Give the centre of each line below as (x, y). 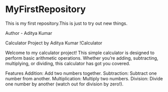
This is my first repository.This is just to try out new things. (66, 23)
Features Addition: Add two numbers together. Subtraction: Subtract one (81, 73)
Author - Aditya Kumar (29, 33)
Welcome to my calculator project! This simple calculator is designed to (80, 53)
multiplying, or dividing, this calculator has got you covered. (68, 63)
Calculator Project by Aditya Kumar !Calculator (54, 43)
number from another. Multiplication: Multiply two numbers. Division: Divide (84, 78)
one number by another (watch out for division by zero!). (64, 84)
